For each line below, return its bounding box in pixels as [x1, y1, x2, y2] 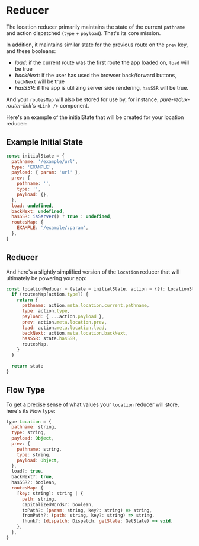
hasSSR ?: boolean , [11, 479, 57, 485]
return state [11, 363, 44, 369]
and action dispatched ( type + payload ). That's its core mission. [6, 29, 161, 36]
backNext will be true [14, 78, 65, 85]
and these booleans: [6, 47, 56, 54]
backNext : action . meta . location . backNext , [21, 330, 129, 336]
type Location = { [6, 419, 52, 425]
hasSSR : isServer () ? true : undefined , [11, 214, 113, 220]
